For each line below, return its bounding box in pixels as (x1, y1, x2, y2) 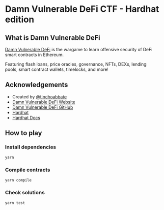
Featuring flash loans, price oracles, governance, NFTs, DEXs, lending (5, 61, 147, 67)
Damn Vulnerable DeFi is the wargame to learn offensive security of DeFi (5, 47, 153, 52)
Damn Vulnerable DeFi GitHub (12, 104, 73, 110)
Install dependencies (5, 144, 56, 150)
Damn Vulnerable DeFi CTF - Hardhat (5, 3, 160, 15)
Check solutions (5, 189, 45, 196)
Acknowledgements (5, 81, 68, 89)
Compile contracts (5, 166, 51, 173)
